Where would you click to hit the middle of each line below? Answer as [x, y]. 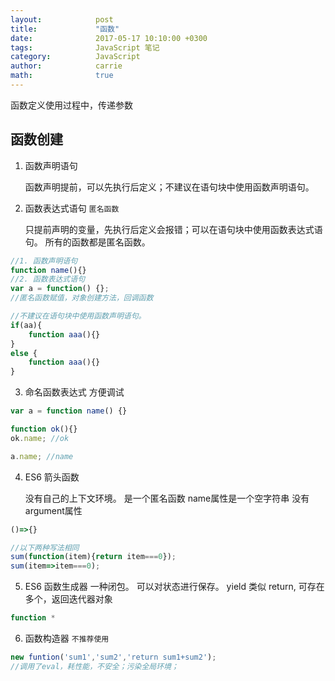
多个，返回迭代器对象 [68, 599]
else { [24, 353]
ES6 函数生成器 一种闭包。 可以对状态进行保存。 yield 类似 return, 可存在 [174, 587]
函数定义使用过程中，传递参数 [71, 105]
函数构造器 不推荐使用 [67, 638]
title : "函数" [65, 29]
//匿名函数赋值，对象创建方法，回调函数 [82, 298]
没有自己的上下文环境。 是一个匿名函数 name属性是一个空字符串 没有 [167, 498]
